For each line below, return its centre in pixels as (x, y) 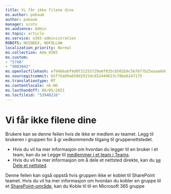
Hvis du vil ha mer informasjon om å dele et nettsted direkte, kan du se (87, 160)
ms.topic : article (25, 34)
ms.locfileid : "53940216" (33, 95)
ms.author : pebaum (25, 15)
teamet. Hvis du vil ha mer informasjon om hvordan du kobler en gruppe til (83, 181)
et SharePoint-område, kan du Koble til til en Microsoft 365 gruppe (75, 186)
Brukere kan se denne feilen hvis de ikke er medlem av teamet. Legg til (79, 134)
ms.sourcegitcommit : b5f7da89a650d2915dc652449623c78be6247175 (74, 76)
